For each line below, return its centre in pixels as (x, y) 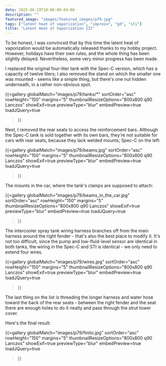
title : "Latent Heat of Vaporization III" (50, 29)
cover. (12, 313)
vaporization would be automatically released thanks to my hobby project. (81, 48)
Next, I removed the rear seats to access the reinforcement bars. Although (82, 130)
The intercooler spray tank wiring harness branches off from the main (77, 231)
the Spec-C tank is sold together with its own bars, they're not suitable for (81, 135)
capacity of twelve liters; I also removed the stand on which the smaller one (83, 74)
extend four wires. (24, 252)
